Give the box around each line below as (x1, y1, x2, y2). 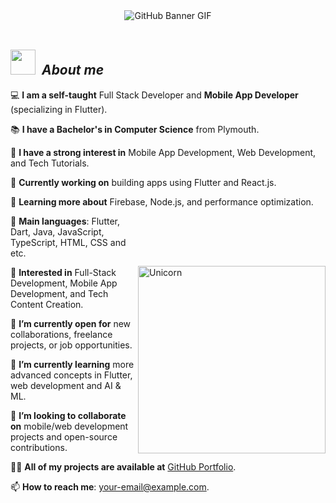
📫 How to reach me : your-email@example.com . (10, 480, 210, 493)
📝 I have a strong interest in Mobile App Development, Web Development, (10, 146, 317, 158)
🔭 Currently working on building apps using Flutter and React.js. (10, 176, 277, 188)
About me (41, 62, 105, 79)
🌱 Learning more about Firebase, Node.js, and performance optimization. (10, 195, 314, 208)
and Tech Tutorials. (10, 157, 90, 169)
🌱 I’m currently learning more (10, 358, 135, 370)
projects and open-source (10, 430, 118, 443)
